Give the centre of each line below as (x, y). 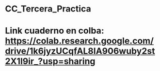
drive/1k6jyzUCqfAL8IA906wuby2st (80, 51)
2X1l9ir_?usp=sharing (50, 61)
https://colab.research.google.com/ (80, 41)
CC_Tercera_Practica (48, 9)
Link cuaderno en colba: (55, 31)
